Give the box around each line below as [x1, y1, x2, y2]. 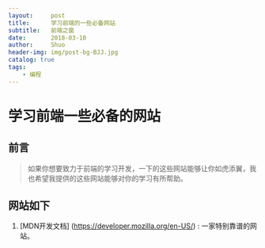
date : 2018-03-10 [8, 33, 87, 42]
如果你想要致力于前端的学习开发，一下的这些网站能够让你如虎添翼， [27, 163, 250, 173]
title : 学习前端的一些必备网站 [8, 19, 116, 27]
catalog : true [8, 56, 55, 64]
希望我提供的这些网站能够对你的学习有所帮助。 [34, 174, 187, 183]
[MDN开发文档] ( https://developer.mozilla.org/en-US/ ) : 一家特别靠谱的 [19, 221, 251, 231]
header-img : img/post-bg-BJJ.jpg [8, 48, 119, 56]
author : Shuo [8, 41, 66, 49]
